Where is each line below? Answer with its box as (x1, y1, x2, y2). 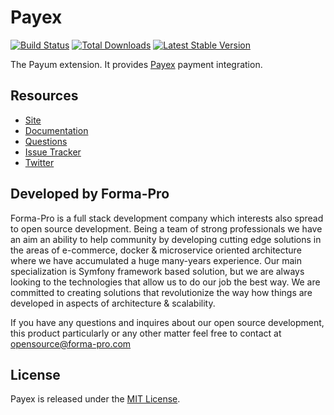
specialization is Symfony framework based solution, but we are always (10, 265, 305, 277)
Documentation (24, 124, 89, 136)
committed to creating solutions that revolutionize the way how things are (10, 286, 313, 298)
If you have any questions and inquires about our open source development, (10, 316, 325, 328)
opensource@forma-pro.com (10, 337, 132, 350)
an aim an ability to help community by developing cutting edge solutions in (10, 233, 322, 245)
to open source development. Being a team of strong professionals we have (10, 222, 323, 235)
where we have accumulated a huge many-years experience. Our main (10, 254, 302, 266)
